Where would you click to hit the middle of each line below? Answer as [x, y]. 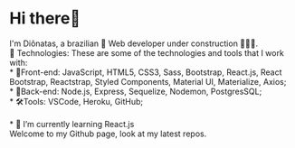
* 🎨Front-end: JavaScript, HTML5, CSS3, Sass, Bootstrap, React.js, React [146, 72]
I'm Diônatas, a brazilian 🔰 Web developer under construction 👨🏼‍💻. [134, 43]
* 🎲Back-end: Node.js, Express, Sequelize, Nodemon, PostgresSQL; [136, 91]
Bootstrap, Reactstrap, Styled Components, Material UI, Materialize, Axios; [148, 81]
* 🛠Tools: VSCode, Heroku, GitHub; [76, 101]
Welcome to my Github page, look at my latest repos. [108, 134]
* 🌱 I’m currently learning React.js [72, 124]
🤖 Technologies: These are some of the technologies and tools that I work [147, 52]
